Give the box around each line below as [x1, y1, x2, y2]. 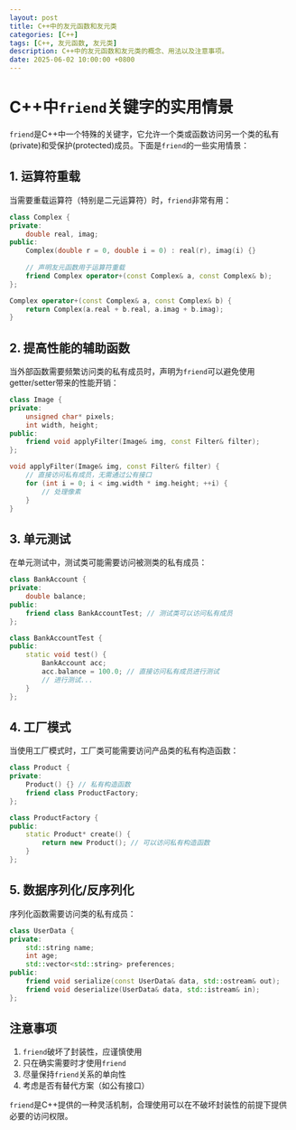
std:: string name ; [25, 943, 95, 952]
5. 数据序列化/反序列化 [9, 882, 135, 898]
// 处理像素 [42, 487, 81, 496]
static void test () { [25, 650, 106, 660]
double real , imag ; [25, 230, 99, 239]
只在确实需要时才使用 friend [22, 1058, 126, 1069]
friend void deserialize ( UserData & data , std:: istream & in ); [25, 984, 260, 994]
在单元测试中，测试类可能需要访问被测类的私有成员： [9, 557, 208, 568]
